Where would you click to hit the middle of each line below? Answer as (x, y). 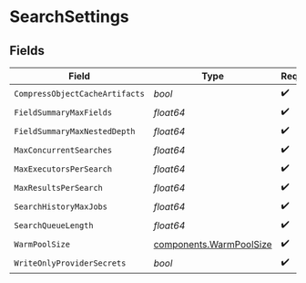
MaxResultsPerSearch (58, 188)
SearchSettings (69, 17)
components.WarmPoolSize (213, 244)
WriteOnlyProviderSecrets (70, 263)
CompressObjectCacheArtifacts (80, 94)
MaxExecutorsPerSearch (63, 169)
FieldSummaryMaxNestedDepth (75, 131)
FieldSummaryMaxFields (63, 112)
